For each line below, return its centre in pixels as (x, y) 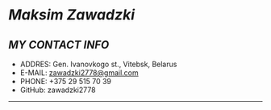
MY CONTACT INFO (59, 45)
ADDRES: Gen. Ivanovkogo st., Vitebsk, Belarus (98, 64)
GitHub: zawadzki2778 (58, 90)
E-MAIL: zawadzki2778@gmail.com (79, 73)
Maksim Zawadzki (72, 15)
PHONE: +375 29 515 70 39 (65, 81)
